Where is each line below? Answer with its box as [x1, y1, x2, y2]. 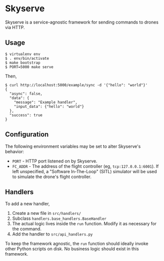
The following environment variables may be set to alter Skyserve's [5, 143, 141, 149]
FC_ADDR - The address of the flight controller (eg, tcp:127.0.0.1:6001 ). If [12, 163, 159, 169]
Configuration [5, 130, 49, 139]
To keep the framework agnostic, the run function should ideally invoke [5, 241, 148, 247]
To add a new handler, [5, 201, 50, 207]
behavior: [5, 148, 24, 155]
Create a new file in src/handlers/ [12, 210, 81, 216]
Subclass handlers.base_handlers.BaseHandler [12, 215, 107, 221]
